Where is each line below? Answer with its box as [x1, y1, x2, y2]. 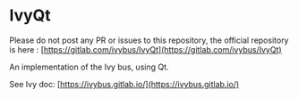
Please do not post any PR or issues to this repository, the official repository [9, 35, 289, 45]
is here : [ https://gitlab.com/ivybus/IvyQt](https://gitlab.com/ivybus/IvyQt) [9, 44, 282, 54]
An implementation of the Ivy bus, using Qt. [9, 61, 169, 72]
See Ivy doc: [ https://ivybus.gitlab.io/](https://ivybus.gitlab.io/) [9, 78, 240, 89]
